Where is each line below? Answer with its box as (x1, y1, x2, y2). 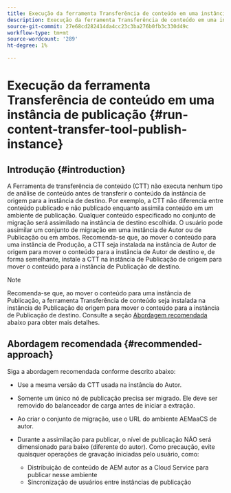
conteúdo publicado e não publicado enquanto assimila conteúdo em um (7, 204, 214, 212)
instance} (7, 136, 64, 152)
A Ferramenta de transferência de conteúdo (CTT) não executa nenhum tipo (7, 182, 223, 190)
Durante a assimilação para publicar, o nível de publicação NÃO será (16, 435, 212, 443)
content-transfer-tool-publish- (7, 122, 188, 138)
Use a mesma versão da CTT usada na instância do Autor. (16, 380, 182, 389)
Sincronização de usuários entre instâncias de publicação (27, 478, 192, 486)
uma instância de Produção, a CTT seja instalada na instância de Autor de (7, 240, 217, 249)
